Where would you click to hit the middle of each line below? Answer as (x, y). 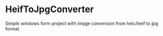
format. (13, 28)
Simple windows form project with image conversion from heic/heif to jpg (82, 23)
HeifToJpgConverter (50, 9)
